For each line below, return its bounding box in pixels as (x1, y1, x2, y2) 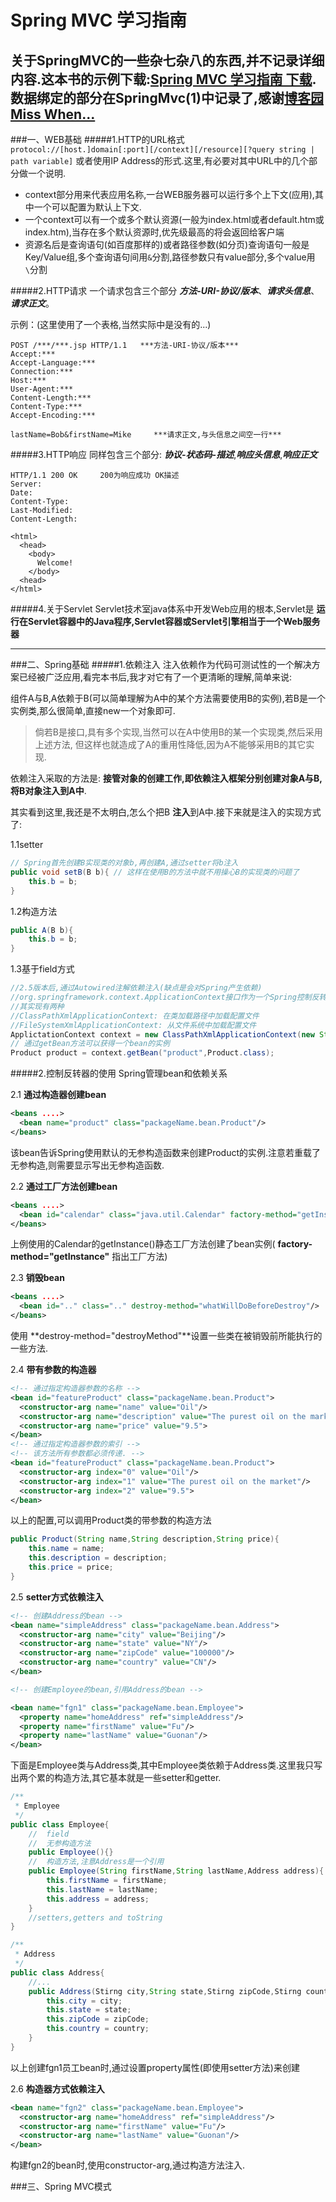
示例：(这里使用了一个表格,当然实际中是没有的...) (10, 319, 212, 330)
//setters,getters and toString (28, 1912, 163, 1923)
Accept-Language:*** (10, 358, 97, 368)
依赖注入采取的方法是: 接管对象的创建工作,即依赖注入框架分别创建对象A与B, (10, 772, 323, 784)
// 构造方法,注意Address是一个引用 (28, 1857, 165, 1867)
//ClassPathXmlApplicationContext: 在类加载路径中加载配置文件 (10, 1011, 260, 1021)
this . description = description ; (28, 1553, 168, 1563)
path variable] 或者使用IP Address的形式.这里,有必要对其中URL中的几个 (10, 155, 310, 166)
